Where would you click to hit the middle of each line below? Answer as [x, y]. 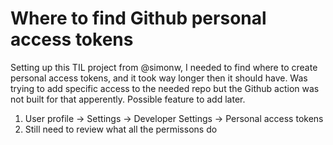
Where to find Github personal [138, 18]
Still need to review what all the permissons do [121, 129]
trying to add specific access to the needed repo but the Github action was [165, 88]
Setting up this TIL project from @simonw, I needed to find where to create [164, 67]
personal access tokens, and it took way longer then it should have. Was [159, 78]
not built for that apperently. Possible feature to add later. [128, 99]
